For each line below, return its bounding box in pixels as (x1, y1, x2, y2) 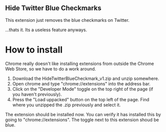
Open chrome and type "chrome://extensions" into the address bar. (12, 80, 151, 86)
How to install (5, 44, 63, 55)
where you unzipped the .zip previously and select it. (12, 102, 121, 108)
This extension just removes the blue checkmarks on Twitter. (5, 17, 130, 23)
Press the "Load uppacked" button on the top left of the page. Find (12, 96, 150, 102)
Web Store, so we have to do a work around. (5, 66, 96, 71)
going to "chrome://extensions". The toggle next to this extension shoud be (5, 117, 159, 123)
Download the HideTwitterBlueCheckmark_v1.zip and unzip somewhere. (12, 75, 160, 81)
